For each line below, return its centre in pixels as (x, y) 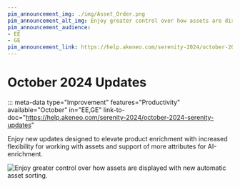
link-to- (114, 110)
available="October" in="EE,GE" (55, 110)
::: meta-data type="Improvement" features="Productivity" (94, 102)
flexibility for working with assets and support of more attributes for (107, 146)
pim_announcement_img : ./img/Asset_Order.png (76, 14)
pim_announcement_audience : (49, 27)
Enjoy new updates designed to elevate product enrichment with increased (117, 138)
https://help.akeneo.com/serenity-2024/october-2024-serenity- (120, 117)
